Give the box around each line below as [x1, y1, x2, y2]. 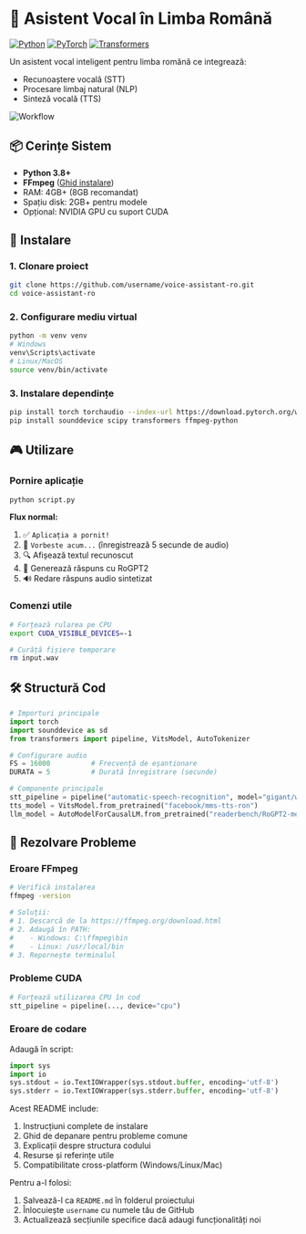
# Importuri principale [9, 709, 100, 718]
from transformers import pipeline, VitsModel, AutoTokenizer [9, 734, 250, 743]
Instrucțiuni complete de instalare [22, 1121, 148, 1132]
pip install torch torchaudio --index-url [9, 408, 173, 417]
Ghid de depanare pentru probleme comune [22, 1131, 189, 1142]
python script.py [9, 495, 76, 505]
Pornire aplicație [9, 475, 84, 487]
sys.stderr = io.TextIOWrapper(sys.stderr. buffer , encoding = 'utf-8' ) [9, 1086, 280, 1096]
